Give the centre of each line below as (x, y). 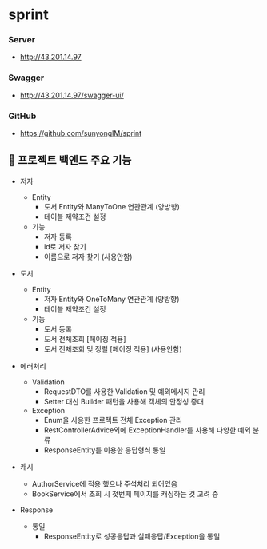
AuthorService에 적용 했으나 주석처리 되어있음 (105, 483)
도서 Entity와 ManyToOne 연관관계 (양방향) (112, 206)
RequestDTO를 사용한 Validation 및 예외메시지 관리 (124, 391)
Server (22, 40)
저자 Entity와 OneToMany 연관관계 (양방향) (112, 299)
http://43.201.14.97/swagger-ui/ (72, 95)
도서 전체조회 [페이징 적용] (85, 339)
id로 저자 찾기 (65, 246)
